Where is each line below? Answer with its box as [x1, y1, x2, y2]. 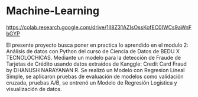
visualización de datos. [6, 85, 62, 92]
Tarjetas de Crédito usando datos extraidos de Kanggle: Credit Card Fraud [6, 60, 187, 67]
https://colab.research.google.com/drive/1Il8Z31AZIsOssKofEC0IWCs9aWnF [6, 24, 192, 31]
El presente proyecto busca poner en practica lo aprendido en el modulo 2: [6, 41, 189, 48]
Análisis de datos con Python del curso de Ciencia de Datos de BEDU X [6, 47, 180, 54]
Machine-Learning [6, 4, 99, 18]
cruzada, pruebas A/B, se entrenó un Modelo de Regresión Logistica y [6, 79, 177, 86]
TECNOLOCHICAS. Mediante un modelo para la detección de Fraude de [6, 54, 181, 61]
